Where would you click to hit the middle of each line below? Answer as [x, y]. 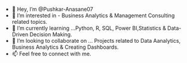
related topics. [30, 22]
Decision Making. [51, 34]
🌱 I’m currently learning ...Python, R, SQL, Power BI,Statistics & [89, 28]
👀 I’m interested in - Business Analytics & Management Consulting [93, 15]
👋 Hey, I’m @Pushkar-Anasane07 [53, 9]
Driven [20, 34]
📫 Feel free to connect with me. [51, 54]
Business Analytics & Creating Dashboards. [65, 47]
